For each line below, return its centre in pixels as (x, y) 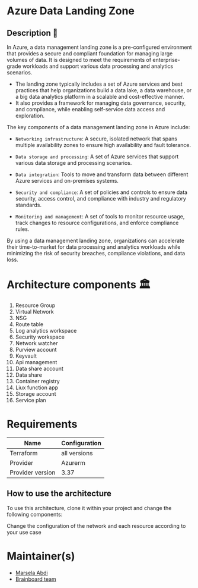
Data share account (39, 368)
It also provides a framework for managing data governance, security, (100, 103)
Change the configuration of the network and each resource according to (96, 526)
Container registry (37, 381)
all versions (77, 453)
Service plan (31, 400)
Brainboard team (36, 579)
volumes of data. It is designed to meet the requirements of (79, 60)
